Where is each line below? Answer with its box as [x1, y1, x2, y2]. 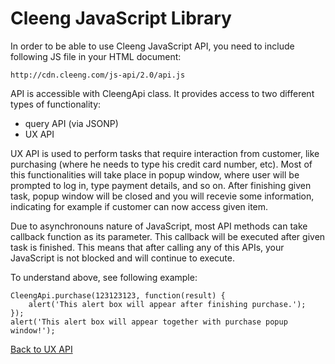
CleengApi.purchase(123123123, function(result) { [10, 290, 226, 301]
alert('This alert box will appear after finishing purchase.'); [28, 299, 307, 309]
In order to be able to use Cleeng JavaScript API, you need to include [10, 40, 295, 52]
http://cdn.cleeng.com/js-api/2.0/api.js [10, 70, 186, 80]
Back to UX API [10, 343, 73, 355]
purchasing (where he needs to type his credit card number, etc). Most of [10, 158, 313, 170]
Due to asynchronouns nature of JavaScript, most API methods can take [10, 220, 308, 232]
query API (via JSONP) [24, 117, 119, 129]
